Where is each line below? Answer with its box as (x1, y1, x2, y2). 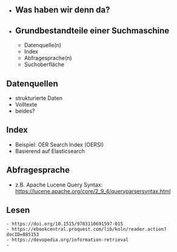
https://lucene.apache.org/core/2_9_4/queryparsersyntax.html (15, 187, 171, 194)
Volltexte (15, 101, 38, 108)
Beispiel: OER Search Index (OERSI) (15, 141, 104, 148)
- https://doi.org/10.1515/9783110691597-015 (6, 221, 123, 227)
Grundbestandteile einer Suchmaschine (15, 25, 170, 36)
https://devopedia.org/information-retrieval (12, 237, 129, 243)
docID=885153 (6, 231, 39, 238)
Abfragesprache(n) (24, 55, 72, 62)
